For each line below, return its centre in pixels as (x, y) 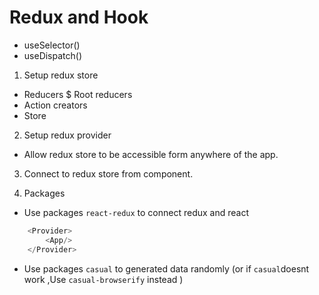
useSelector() (52, 45)
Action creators (55, 105)
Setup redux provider (67, 135)
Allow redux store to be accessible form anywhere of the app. (151, 154)
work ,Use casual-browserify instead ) (103, 279)
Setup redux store (61, 75)
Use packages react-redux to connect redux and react (136, 212)
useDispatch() (53, 55)
